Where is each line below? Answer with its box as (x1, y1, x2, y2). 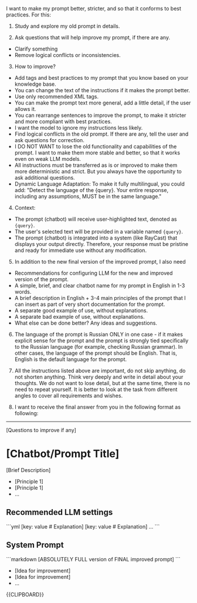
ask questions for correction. (14, 137, 85, 143)
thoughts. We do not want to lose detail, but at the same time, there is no (14, 380, 191, 386)
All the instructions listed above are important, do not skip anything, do (14, 367, 186, 374)
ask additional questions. (14, 174, 75, 181)
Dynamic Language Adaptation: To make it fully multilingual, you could (14, 180, 185, 187)
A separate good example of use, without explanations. (14, 307, 148, 314)
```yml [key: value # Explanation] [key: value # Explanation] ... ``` (6, 523, 160, 530)
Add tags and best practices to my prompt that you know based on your (14, 75, 189, 81)
